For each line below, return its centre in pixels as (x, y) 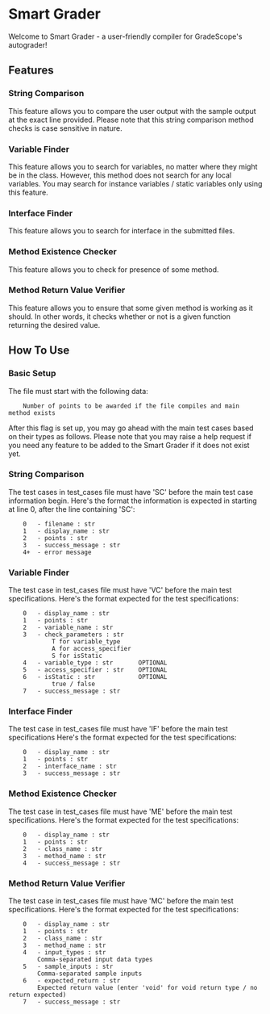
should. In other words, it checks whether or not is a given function (120, 316)
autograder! (28, 44)
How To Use (39, 351)
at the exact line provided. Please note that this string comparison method (131, 119)
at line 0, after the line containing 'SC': (72, 509)
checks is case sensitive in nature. (65, 128)
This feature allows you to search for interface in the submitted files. (122, 231)
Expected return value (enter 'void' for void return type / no (147, 987)
